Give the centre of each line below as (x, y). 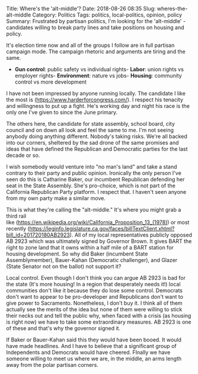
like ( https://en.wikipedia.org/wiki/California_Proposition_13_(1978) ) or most (98, 222)
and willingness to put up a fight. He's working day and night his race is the (98, 106)
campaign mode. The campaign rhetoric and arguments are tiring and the (96, 52)
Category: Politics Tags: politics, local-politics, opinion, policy (107, 15)
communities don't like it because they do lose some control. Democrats (94, 290)
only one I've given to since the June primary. (62, 112)
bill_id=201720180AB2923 (38, 235)
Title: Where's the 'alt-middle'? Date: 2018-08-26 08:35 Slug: (81, 9)
